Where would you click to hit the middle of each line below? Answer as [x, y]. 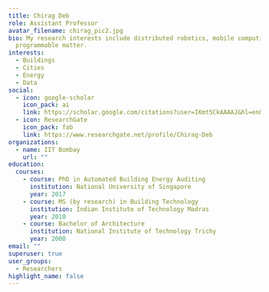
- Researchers [39, 269]
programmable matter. [52, 46]
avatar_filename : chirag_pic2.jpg [66, 30]
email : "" [25, 246]
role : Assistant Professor [53, 23]
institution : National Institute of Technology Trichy [123, 232]
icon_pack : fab [48, 127]
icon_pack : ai [46, 105]
